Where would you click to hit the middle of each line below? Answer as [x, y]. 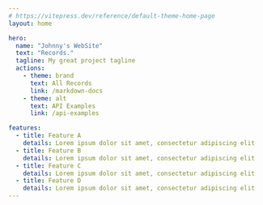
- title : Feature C [49, 166]
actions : [30, 68]
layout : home [30, 23]
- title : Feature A [49, 136]
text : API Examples [62, 106]
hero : [17, 38]
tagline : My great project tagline [76, 61]
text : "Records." [45, 53]
